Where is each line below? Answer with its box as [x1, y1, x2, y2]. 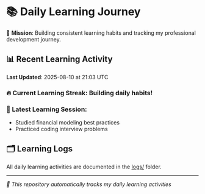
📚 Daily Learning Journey [6, 5, 141, 19]
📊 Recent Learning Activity [6, 54, 113, 65]
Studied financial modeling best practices [15, 118, 120, 126]
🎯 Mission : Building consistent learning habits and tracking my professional [6, 29, 196, 37]
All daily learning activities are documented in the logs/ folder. [6, 163, 162, 170]
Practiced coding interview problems [15, 125, 108, 132]
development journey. [6, 35, 61, 43]
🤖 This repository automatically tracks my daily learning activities [6, 181, 172, 188]
